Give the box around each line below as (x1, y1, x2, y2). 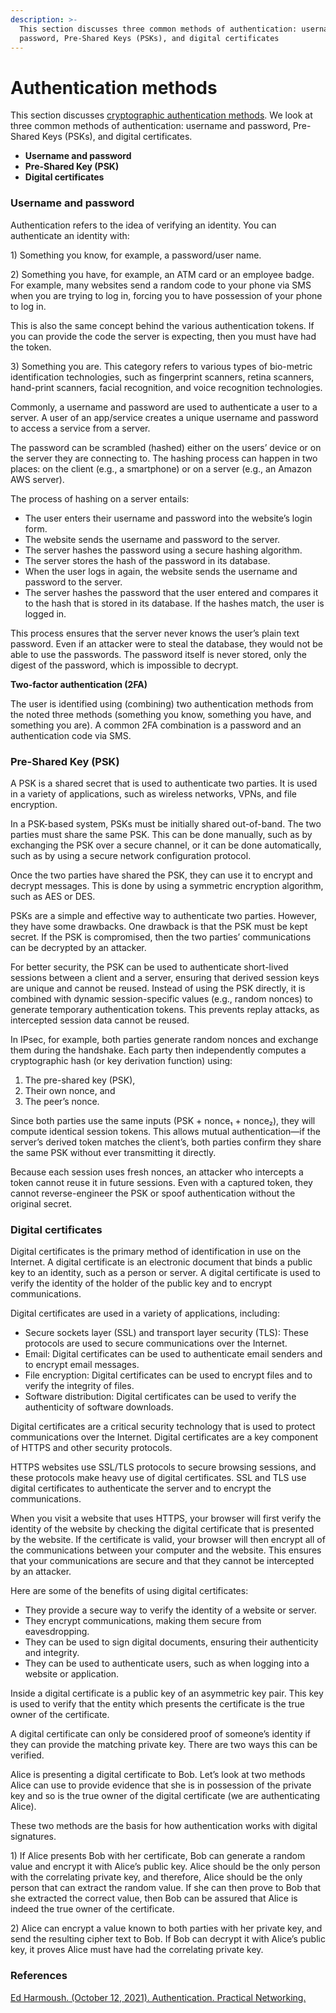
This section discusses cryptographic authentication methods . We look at (10, 109, 313, 121)
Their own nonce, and (24, 1084, 116, 1096)
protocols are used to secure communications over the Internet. (24, 1337, 288, 1350)
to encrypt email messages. (24, 1359, 140, 1371)
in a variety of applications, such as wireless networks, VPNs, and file (10, 787, 297, 800)
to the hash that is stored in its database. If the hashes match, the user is (24, 597, 325, 609)
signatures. (10, 1831, 57, 1843)
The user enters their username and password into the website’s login (24, 512, 313, 524)
